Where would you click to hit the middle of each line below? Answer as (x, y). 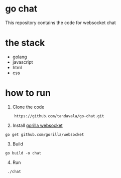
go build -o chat (23, 153)
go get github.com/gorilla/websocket (45, 134)
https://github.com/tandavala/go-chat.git (59, 116)
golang (20, 57)
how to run (28, 93)
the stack (25, 43)
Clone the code (28, 107)
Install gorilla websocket (37, 125)
